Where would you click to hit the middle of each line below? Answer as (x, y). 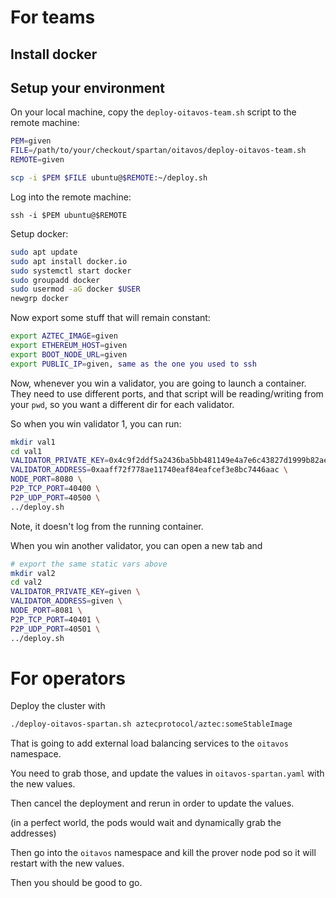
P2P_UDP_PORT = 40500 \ (55, 497)
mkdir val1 (33, 442)
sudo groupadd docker (55, 280)
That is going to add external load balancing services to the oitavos (149, 743)
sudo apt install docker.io (69, 261)
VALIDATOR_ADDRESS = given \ (66, 601)
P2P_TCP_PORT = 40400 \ (55, 489)
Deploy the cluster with (58, 706)
